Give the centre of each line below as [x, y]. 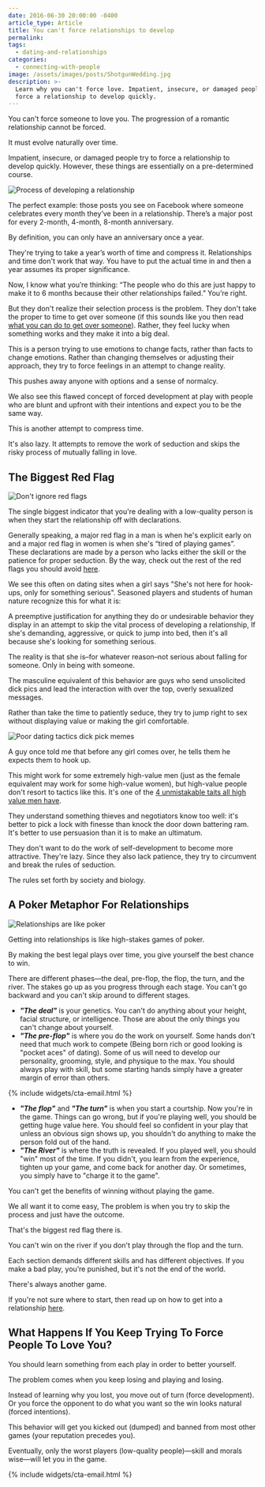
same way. [26, 413]
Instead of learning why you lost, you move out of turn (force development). [131, 1395]
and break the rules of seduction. [62, 865]
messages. [26, 697]
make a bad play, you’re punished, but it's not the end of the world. [117, 1269]
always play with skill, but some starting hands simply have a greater [131, 1069]
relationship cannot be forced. [57, 127]
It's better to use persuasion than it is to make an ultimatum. [105, 833]
